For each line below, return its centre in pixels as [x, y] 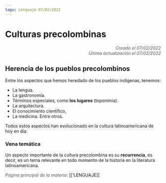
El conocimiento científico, [39, 111]
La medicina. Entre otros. [38, 116]
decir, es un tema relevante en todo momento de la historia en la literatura [80, 160]
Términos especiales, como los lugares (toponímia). [65, 101]
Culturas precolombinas [56, 34]
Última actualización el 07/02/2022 [125, 53]
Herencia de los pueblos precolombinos [67, 69]
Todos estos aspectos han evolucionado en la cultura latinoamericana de [80, 126]
